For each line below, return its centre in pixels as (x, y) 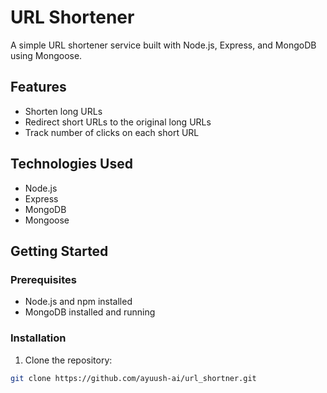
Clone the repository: (68, 360)
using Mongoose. (46, 55)
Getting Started (59, 251)
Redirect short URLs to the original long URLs (118, 122)
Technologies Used (71, 164)
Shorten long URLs (63, 111)
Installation (38, 338)
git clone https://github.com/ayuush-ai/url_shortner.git (133, 378)
